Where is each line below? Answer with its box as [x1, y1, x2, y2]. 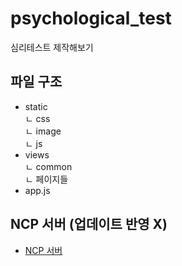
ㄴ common [24, 160, 73, 172]
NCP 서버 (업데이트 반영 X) [10, 216, 168, 233]
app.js [24, 184, 51, 196]
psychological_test [10, 7, 172, 30]
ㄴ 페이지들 [24, 173, 69, 185]
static [24, 100, 48, 112]
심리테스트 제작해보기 [10, 41, 94, 53]
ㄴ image [24, 125, 62, 137]
